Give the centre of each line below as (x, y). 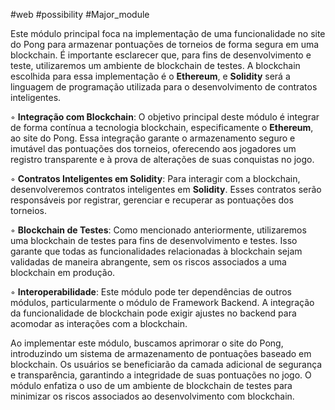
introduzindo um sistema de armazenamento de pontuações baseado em (161, 353)
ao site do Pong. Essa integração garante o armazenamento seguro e (153, 138)
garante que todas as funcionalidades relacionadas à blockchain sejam (156, 251)
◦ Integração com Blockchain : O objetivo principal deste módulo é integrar (165, 117)
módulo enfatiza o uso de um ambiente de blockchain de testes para (151, 385)
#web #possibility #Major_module (80, 14)
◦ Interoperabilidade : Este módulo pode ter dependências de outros (151, 292)
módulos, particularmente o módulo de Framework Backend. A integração (162, 302)
